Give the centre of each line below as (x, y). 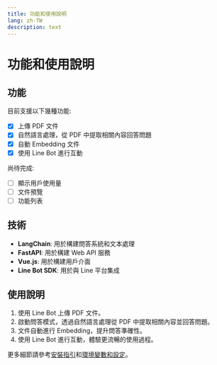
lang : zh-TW (25, 21)
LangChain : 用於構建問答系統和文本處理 (76, 243)
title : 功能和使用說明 (37, 14)
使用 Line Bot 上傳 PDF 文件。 (61, 313)
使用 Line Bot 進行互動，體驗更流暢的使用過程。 (87, 339)
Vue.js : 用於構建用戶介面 (54, 261)
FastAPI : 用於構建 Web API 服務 (64, 252)
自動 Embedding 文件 (49, 144)
